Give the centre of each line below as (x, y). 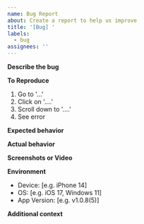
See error (31, 117)
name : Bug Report (33, 14)
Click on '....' (35, 102)
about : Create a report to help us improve (72, 20)
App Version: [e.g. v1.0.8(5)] (58, 200)
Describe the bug (33, 67)
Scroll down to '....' (44, 109)
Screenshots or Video (40, 158)
